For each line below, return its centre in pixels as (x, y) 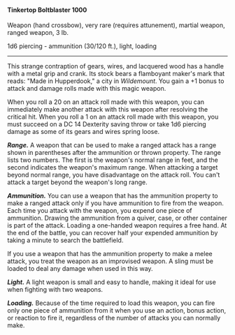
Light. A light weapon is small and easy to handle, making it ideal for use (112, 282)
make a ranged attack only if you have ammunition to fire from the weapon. (115, 203)
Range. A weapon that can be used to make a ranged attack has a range (112, 145)
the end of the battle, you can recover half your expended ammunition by (113, 233)
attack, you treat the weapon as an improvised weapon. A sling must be (110, 261)
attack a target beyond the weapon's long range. (78, 182)
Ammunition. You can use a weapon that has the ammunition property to (113, 196)
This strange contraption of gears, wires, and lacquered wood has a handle (115, 66)
